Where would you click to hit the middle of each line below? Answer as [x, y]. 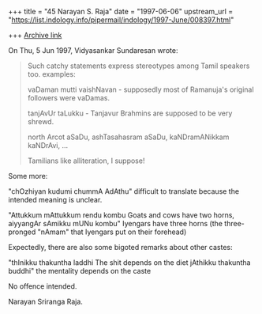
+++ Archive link [35, 35]
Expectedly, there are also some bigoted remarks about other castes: [120, 247]
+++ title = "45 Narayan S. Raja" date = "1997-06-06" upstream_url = [121, 11]
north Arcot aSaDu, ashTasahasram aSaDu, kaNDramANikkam [128, 137]
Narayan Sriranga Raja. [45, 301]
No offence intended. [43, 286]
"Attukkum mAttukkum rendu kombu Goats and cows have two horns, [122, 215]
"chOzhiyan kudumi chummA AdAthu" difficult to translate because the [124, 191]
